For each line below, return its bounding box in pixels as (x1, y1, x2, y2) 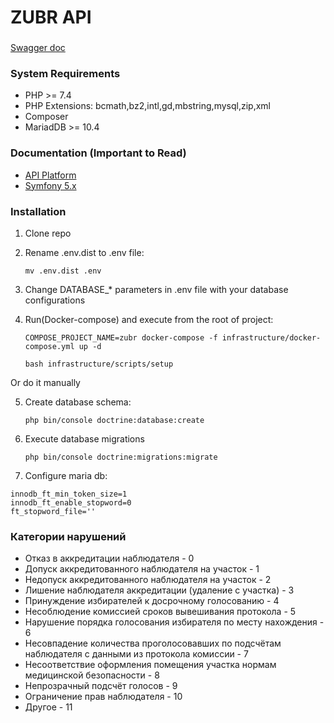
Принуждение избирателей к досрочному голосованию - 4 (24, 595, 280, 607)
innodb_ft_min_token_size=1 (10, 489, 128, 499)
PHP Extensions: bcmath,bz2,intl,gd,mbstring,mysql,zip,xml (24, 100, 271, 112)
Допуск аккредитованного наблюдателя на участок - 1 (24, 563, 260, 575)
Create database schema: (24, 396, 132, 408)
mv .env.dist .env (24, 266, 102, 276)
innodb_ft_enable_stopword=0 (10, 498, 132, 508)
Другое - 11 (24, 701, 73, 713)
